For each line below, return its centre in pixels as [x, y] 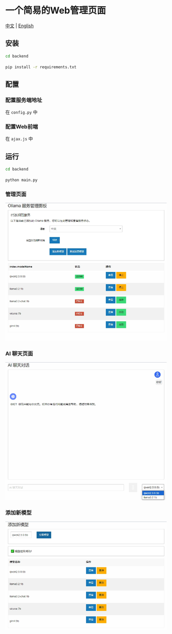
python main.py [21, 180]
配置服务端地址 [24, 100]
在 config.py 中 [21, 112]
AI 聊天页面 [19, 353]
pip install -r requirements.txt [41, 67]
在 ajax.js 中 [19, 139]
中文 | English [20, 26]
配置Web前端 [22, 126]
